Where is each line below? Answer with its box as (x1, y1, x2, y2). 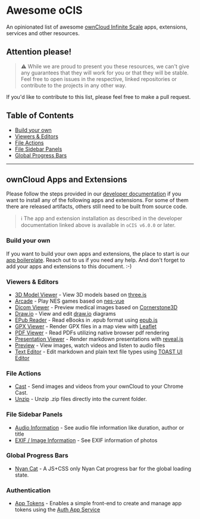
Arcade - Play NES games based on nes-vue (14, 297, 125, 304)
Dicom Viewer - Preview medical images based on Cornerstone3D (14, 303, 178, 310)
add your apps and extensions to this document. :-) (6, 263, 132, 270)
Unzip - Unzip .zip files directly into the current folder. (14, 396, 147, 403)
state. (14, 471, 29, 478)
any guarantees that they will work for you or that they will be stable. (20, 69, 189, 76)
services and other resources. (6, 29, 80, 36)
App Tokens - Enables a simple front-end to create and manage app (14, 500, 182, 507)
